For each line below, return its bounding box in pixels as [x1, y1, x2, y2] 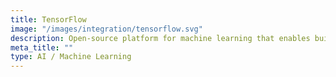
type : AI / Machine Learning [10, 52, 132, 62]
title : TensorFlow [10, 14, 87, 25]
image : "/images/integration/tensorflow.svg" [10, 24, 203, 34]
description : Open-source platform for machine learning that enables [10, 33, 311, 43]
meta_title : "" [10, 42, 74, 53]
